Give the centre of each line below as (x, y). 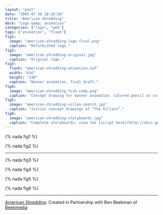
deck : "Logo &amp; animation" (36, 23)
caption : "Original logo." (37, 59)
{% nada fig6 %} (22, 188)
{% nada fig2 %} (22, 146)
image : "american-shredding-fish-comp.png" (54, 91)
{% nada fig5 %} (22, 179)
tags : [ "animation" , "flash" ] (36, 32)
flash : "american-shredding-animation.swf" (54, 69)
